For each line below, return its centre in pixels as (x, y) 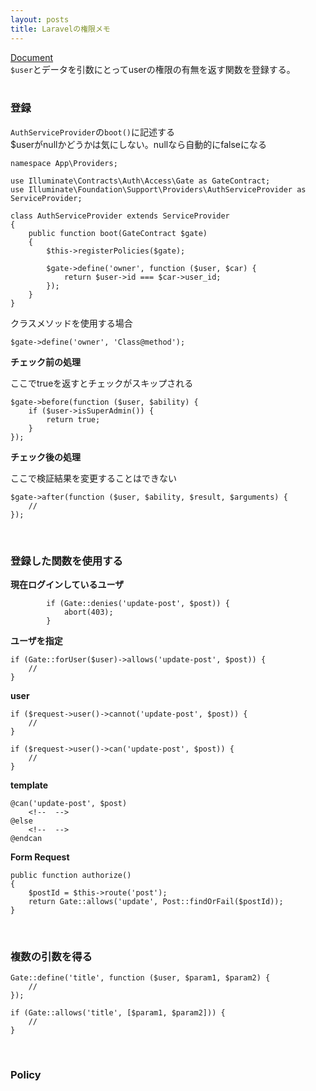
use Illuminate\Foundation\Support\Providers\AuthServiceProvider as (158, 189)
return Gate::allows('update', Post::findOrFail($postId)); (156, 902)
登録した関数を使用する (66, 561)
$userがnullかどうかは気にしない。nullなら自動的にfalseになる (138, 144)
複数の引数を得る (51, 957)
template (29, 785)
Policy (26, 1075)
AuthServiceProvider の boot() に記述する (92, 132)
